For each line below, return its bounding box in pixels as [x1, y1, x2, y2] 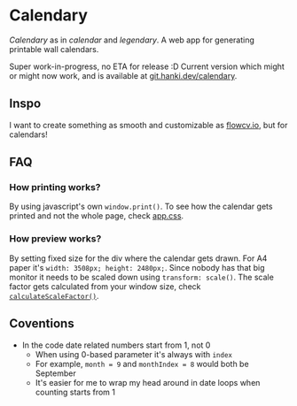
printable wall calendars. [9, 43, 99, 54]
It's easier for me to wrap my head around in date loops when [35, 377, 261, 387]
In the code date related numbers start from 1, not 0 [21, 340, 211, 350]
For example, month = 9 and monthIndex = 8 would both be [35, 358, 250, 369]
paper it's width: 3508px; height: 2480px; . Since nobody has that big [9, 262, 265, 272]
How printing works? [9, 181, 101, 194]
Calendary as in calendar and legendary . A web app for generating [9, 34, 255, 45]
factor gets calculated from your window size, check [9, 280, 201, 292]
